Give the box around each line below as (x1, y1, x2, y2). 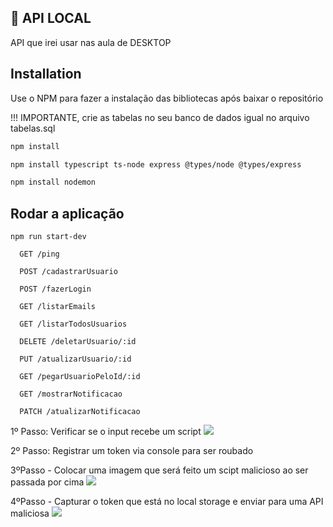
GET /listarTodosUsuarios (19, 319, 128, 330)
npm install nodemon (10, 177, 97, 188)
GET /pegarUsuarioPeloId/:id (19, 372, 141, 382)
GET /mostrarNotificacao (19, 389, 123, 400)
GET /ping (19, 249, 60, 260)
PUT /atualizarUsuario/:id (19, 354, 132, 365)
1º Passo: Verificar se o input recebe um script (10, 426, 202, 438)
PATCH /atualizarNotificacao (19, 407, 141, 417)
